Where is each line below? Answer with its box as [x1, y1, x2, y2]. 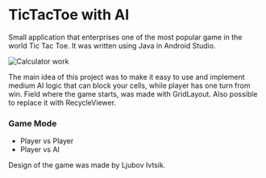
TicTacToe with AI [8, 6, 130, 24]
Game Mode [8, 118, 57, 129]
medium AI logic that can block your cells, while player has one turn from [8, 81, 251, 90]
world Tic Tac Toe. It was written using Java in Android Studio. [8, 40, 216, 50]
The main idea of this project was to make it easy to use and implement [8, 72, 245, 81]
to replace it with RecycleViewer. [8, 97, 117, 107]
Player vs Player [19, 136, 74, 146]
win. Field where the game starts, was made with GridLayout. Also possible [8, 89, 258, 98]
